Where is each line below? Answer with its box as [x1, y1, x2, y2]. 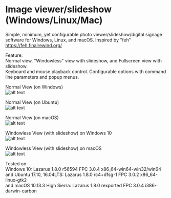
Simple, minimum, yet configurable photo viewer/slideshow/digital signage [5, 31, 163, 37]
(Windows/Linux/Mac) [5, 14, 103, 26]
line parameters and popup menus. [5, 74, 79, 80]
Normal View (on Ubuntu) [5, 99, 59, 105]
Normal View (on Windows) [5, 83, 63, 90]
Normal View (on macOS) [5, 114, 59, 121]
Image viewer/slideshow [5, 4, 112, 15]
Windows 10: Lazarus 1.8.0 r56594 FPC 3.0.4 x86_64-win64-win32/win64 [5, 166, 161, 172]
